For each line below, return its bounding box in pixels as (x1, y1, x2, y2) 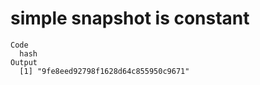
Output (10, 57, 38, 67)
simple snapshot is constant (10, 7, 250, 30)
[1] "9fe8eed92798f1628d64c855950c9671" (19, 66, 190, 76)
